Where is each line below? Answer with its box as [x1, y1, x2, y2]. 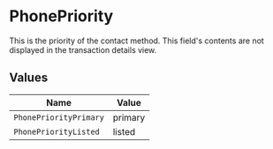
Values [9, 71, 49, 86]
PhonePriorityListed [13, 126, 100, 137]
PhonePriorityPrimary [13, 112, 104, 123]
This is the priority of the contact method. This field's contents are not [9, 35, 265, 46]
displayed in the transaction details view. [9, 44, 157, 55]
